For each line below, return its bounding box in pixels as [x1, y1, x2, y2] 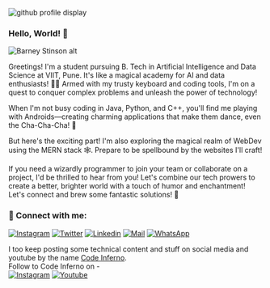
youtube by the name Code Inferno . [8, 252, 127, 262]
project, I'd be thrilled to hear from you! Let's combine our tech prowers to [8, 172, 256, 182]
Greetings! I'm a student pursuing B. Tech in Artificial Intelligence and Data [8, 61, 257, 72]
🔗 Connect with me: [8, 210, 87, 222]
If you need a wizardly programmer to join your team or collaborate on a [8, 164, 248, 174]
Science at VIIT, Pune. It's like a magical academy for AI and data [8, 70, 225, 80]
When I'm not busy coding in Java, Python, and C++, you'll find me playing [8, 104, 258, 113]
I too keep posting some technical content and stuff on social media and [8, 244, 249, 254]
